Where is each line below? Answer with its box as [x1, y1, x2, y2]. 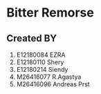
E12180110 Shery [16, 58, 64, 66]
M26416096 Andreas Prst [16, 80, 91, 88]
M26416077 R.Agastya [16, 73, 82, 81]
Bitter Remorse [6, 5, 94, 21]
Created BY [6, 32, 57, 44]
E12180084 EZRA [16, 50, 66, 59]
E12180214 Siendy [16, 66, 68, 73]
